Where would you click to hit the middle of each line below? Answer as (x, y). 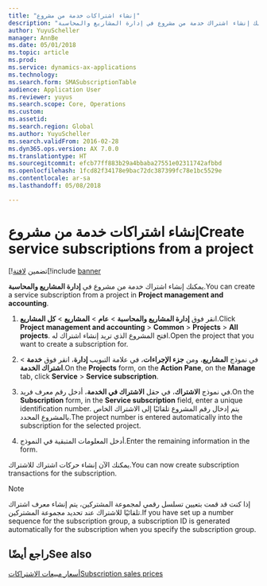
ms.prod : (23, 60)
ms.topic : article (39, 52)
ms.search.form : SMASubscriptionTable (72, 82)
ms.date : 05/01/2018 (43, 45)
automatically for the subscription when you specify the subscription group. (132, 529)
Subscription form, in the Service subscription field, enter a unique (131, 400)
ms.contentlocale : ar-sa (49, 179)
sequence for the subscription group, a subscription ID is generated (119, 521)
